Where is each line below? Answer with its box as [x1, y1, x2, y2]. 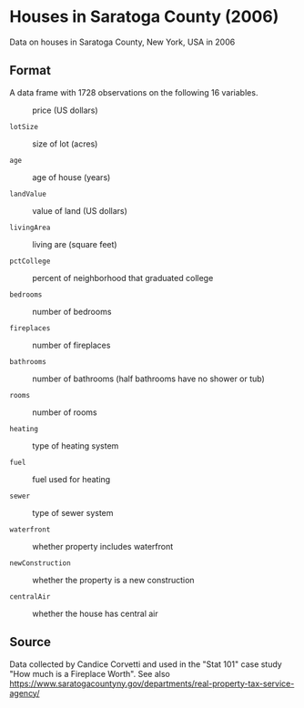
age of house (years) [32, 171, 111, 183]
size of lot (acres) [32, 138, 98, 149]
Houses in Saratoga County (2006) [9, 6, 279, 27]
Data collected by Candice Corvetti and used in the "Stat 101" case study [9, 658, 282, 670]
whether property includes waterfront [32, 541, 174, 551]
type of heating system [32, 440, 119, 451]
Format [9, 63, 52, 78]
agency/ [9, 687, 40, 698]
